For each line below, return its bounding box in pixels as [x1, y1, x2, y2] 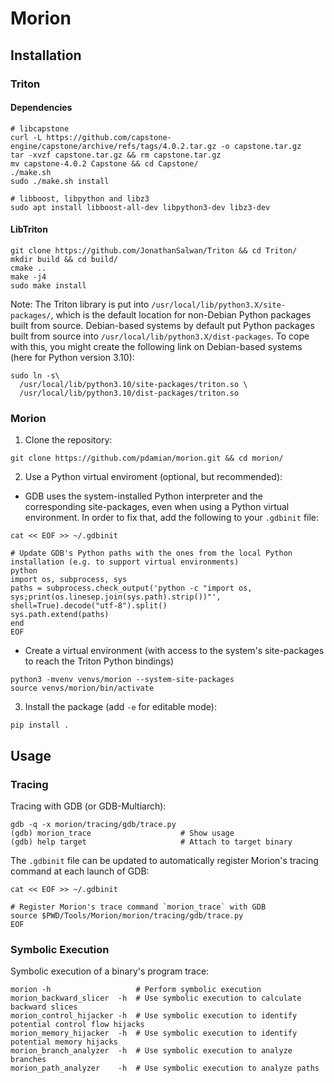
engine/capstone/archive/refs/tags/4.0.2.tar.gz [10, 141, 217, 151]
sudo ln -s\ [10, 370, 60, 381]
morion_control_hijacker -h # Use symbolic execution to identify [10, 1011, 298, 1021]
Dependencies [10, 102, 73, 114]
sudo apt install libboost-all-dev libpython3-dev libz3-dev [10, 202, 271, 212]
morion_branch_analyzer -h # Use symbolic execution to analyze [10, 1046, 293, 1056]
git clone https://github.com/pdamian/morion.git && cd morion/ [10, 453, 284, 464]
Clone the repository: [24, 434, 113, 446]
